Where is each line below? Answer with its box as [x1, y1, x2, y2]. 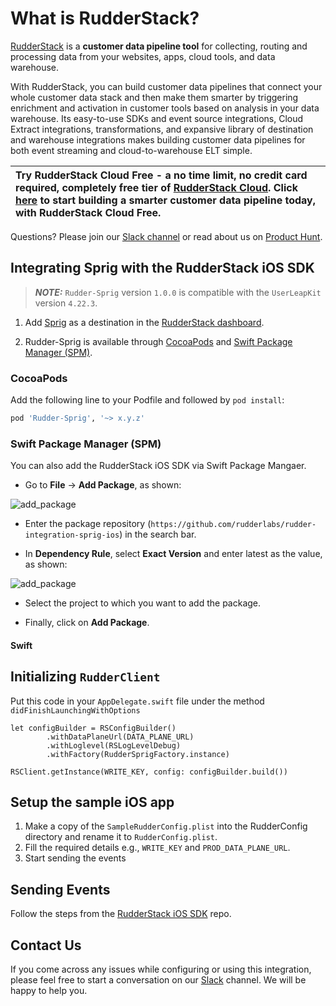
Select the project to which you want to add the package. [24, 597, 262, 609]
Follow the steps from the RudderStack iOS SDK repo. [10, 908, 232, 920]
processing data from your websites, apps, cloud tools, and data [10, 50, 276, 62]
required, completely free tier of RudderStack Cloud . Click [15, 180, 298, 194]
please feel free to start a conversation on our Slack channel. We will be [10, 974, 307, 986]
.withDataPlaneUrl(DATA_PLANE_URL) [46, 732, 195, 742]
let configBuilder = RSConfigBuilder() [10, 723, 177, 733]
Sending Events [10, 881, 111, 898]
